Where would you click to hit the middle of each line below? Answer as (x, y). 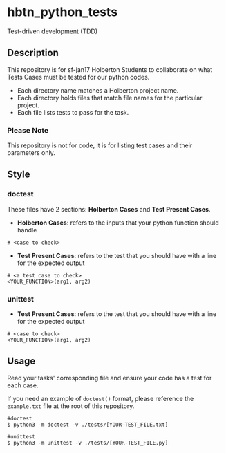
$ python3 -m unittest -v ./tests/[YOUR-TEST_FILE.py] (88, 443)
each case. (23, 385)
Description (33, 53)
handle (27, 230)
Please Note (28, 130)
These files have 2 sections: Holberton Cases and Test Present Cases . (109, 209)
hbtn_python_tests (63, 12)
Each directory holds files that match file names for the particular (110, 98)
